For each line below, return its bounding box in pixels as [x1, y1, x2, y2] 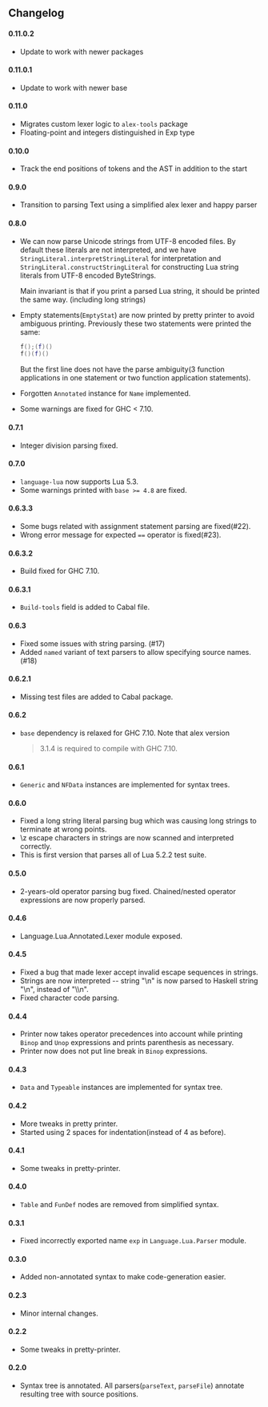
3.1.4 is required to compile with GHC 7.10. [39, 743, 178, 753]
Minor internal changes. [19, 1308, 98, 1318]
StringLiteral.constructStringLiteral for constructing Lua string [19, 262, 239, 271]
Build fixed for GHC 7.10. [19, 566, 100, 576]
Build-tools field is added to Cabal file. [19, 602, 150, 612]
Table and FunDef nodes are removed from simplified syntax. [19, 1200, 219, 1210]
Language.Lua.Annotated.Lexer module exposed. [19, 931, 182, 941]
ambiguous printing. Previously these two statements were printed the [19, 319, 252, 328]
